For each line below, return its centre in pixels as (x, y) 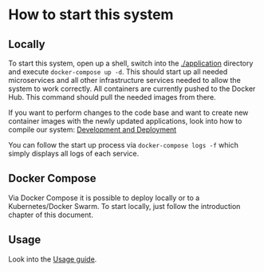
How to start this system (91, 15)
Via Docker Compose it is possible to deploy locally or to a (104, 198)
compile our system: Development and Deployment (93, 130)
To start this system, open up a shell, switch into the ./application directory (131, 63)
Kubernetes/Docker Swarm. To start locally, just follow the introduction (124, 206)
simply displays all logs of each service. (74, 154)
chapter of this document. (51, 215)
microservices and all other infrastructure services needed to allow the (124, 80)
